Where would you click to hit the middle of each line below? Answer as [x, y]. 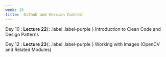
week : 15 [15, 10]
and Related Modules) [28, 49]
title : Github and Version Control [44, 15]
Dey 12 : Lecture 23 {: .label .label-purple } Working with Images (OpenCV [82, 44]
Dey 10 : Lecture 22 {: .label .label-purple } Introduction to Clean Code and [83, 29]
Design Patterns [22, 34]
